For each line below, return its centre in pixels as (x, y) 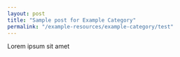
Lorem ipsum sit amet (39, 47)
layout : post (26, 14)
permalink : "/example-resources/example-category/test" (90, 26)
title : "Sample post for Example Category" (72, 20)
